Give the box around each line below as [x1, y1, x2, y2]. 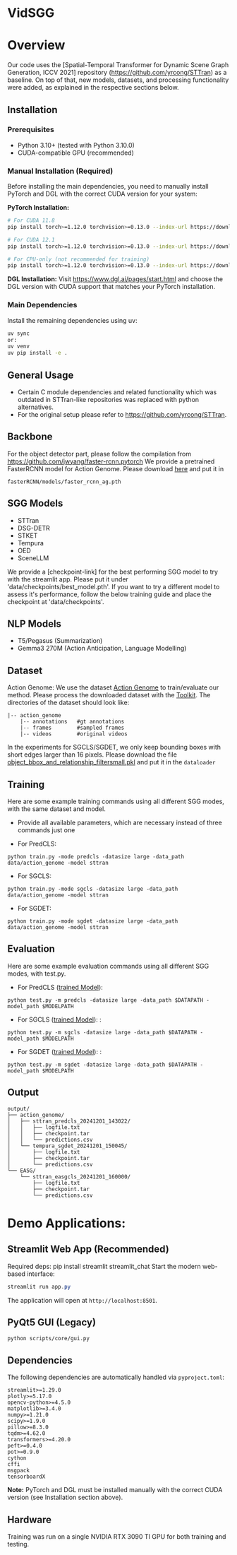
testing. [7, 1539, 30, 1548]
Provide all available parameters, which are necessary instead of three [17, 818, 222, 827]
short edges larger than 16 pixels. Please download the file [7, 750, 178, 759]
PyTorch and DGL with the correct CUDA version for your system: [7, 189, 197, 199]
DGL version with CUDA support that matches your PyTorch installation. [7, 283, 216, 291]
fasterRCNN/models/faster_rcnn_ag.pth [7, 478, 121, 485]
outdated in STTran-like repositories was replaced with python [17, 395, 200, 403]
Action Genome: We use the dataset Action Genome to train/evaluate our [7, 683, 219, 692]
